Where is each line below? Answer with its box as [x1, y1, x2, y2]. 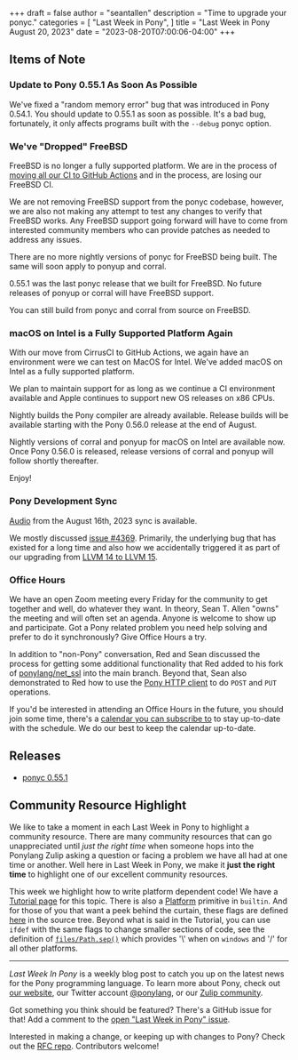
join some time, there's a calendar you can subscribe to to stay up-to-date [9, 713, 281, 724]
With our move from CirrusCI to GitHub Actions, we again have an [9, 347, 249, 358]
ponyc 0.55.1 [21, 772, 68, 783]
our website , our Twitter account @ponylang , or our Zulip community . [9, 987, 263, 998]
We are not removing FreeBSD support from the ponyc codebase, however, [9, 196, 284, 207]
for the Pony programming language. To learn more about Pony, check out [9, 977, 281, 988]
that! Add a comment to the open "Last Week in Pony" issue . [9, 1014, 231, 1024]
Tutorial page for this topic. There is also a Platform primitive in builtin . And [9, 895, 288, 906]
